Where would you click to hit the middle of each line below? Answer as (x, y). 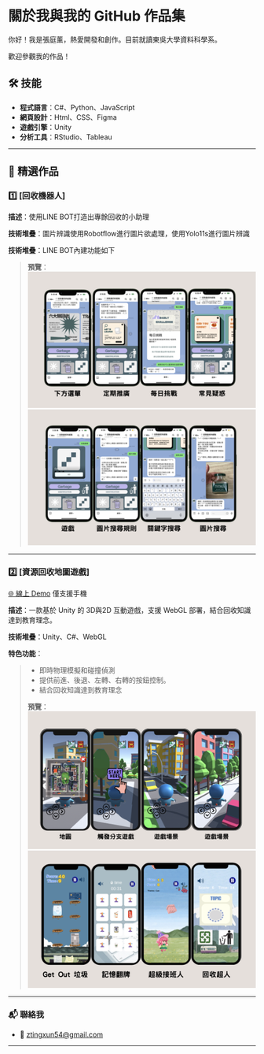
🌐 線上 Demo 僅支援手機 (48, 593)
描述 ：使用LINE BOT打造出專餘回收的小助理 (79, 217)
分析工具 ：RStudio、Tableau (66, 137)
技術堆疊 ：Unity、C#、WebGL (58, 636)
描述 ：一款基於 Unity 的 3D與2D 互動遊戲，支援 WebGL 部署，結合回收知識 (130, 610)
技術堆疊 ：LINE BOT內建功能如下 (62, 251)
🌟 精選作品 (33, 171)
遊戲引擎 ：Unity (46, 127)
